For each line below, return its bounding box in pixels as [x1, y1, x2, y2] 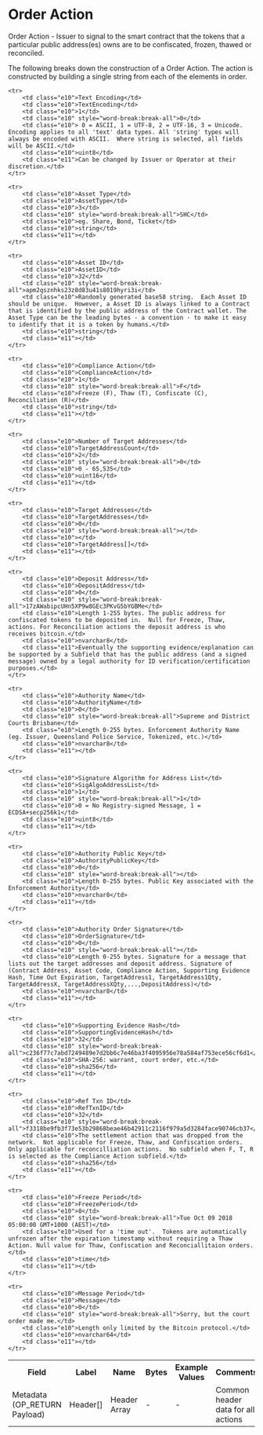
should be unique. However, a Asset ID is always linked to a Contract [8, 300, 250, 308]
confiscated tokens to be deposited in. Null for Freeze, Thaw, [8, 616, 225, 624]
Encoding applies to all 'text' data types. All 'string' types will [8, 128, 240, 136]
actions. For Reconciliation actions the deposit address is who [8, 623, 225, 631]
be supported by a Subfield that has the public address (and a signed [8, 650, 247, 658]
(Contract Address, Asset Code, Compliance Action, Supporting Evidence [8, 966, 250, 975]
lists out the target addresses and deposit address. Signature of [8, 960, 233, 968]
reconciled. [8, 48, 45, 57]
